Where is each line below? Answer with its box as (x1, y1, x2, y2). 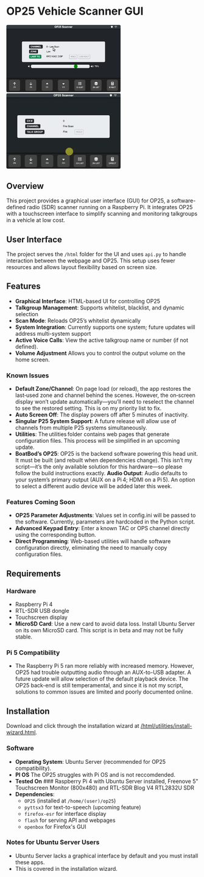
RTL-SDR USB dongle (15, 607, 69, 615)
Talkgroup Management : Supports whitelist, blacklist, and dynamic (15, 304, 185, 311)
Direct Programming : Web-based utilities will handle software (15, 538, 171, 545)
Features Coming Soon (6, 498, 76, 506)
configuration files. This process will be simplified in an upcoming (15, 437, 180, 445)
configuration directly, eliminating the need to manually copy (15, 544, 167, 552)
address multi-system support (15, 330, 91, 337)
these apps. (15, 858, 45, 866)
